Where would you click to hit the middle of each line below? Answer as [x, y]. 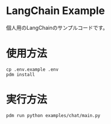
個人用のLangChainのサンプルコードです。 [57, 27]
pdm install [20, 74]
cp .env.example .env [32, 69]
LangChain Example [56, 11]
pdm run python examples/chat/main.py [53, 115]
